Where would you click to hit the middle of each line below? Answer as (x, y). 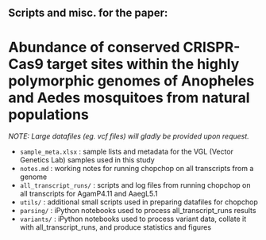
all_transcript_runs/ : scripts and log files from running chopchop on (135, 185)
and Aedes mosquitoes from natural (129, 97)
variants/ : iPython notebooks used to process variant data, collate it (133, 219)
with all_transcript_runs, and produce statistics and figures (116, 227)
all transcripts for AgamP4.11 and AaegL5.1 (89, 194)
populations (48, 114)
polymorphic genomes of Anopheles (131, 80)
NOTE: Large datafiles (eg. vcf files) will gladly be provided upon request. (129, 136)
